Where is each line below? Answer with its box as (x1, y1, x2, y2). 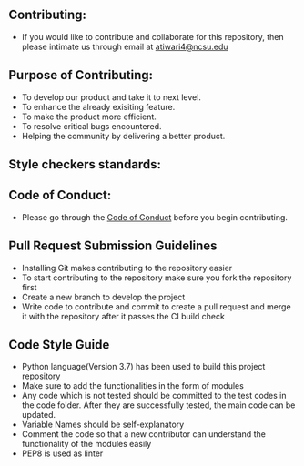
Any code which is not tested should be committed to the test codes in (21, 390, 288, 401)
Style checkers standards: (8, 157, 161, 172)
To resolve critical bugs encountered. (21, 120, 162, 131)
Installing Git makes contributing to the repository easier (21, 262, 233, 273)
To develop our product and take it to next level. (21, 91, 202, 103)
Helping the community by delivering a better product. (21, 130, 226, 141)
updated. (21, 410, 56, 420)
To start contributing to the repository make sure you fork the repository (21, 272, 292, 283)
